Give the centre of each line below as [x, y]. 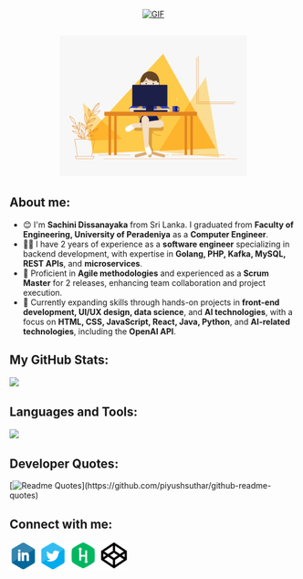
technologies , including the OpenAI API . [99, 331]
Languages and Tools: [74, 412]
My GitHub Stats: [59, 360]
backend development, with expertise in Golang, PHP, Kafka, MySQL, [154, 253]
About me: [40, 202]
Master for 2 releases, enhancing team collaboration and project [144, 282]
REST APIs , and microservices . [83, 263]
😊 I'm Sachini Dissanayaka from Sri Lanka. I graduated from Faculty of [158, 225]
